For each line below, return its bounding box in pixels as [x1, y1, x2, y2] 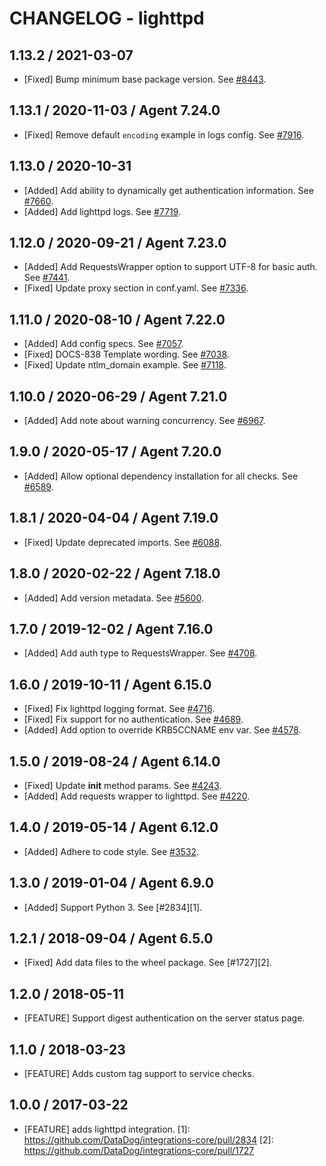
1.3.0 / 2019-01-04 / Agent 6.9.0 [9, 875, 214, 892]
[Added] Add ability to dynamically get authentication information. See [23, 184, 314, 196]
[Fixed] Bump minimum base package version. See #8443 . [23, 73, 267, 85]
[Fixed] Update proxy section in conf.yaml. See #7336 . [23, 282, 249, 294]
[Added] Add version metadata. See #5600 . [23, 592, 204, 604]
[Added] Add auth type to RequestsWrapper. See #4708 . [23, 647, 258, 659]
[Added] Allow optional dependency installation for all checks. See [23, 470, 299, 482]
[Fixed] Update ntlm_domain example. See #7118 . [23, 359, 227, 371]
